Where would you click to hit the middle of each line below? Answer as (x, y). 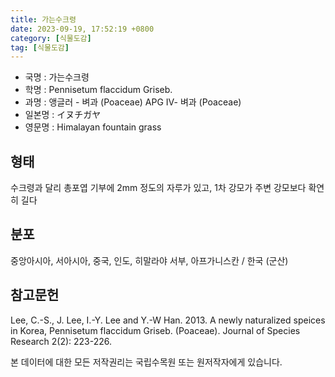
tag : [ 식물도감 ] (40, 47)
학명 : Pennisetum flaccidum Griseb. (98, 90)
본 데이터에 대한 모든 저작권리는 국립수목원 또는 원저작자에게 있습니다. (146, 362)
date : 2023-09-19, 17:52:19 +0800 (82, 29)
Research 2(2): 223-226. (61, 341)
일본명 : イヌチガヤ (63, 115)
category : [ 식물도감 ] (51, 38)
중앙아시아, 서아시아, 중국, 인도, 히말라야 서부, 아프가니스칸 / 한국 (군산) (149, 260)
